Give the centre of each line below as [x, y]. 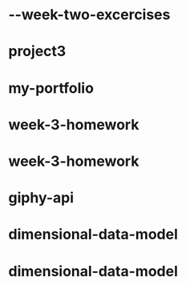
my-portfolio [51, 88]
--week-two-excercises [89, 15]
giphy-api [41, 198]
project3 [37, 52]
